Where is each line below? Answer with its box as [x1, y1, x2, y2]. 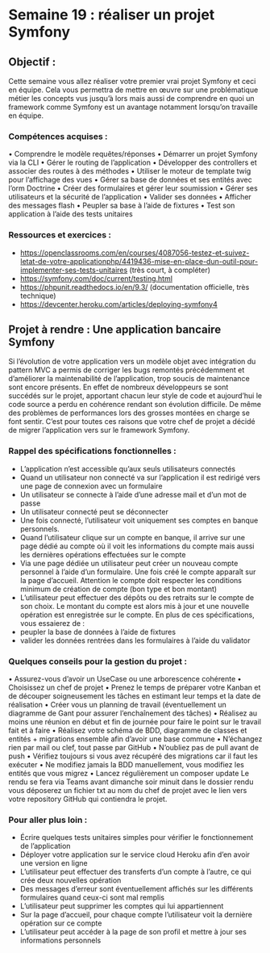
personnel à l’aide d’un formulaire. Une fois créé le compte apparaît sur [19, 567, 256, 577]
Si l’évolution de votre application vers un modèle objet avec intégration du [8, 357, 256, 367]
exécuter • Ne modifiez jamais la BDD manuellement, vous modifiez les [8, 760, 244, 769]
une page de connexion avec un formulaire [19, 481, 163, 490]
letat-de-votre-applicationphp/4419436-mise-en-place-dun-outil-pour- [19, 256, 259, 266]
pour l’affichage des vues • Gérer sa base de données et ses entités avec [8, 175, 252, 185]
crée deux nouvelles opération [19, 875, 122, 885]
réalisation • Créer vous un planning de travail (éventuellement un [8, 700, 227, 709]
